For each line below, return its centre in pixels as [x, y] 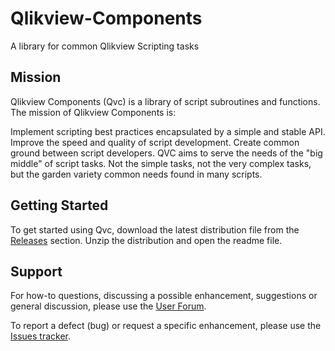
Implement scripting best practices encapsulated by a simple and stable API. [168, 131]
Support [36, 271]
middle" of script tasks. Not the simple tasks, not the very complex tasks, [161, 163]
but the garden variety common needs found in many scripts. [136, 174]
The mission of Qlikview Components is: [93, 112]
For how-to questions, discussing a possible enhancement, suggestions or [164, 296]
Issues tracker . [40, 336]
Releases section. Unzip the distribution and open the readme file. [146, 240]
